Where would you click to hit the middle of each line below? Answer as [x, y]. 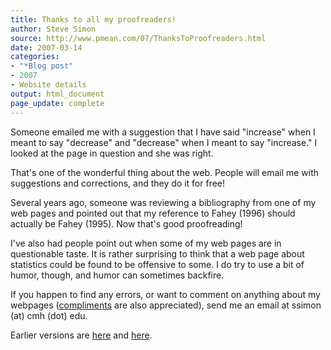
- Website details [48, 85]
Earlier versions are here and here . [81, 335]
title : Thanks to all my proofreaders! [93, 19]
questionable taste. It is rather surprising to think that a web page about [157, 253]
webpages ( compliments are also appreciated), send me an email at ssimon [166, 305]
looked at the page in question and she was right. [112, 153]
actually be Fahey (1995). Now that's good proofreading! [126, 223]
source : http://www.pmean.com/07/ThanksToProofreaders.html [138, 38]
